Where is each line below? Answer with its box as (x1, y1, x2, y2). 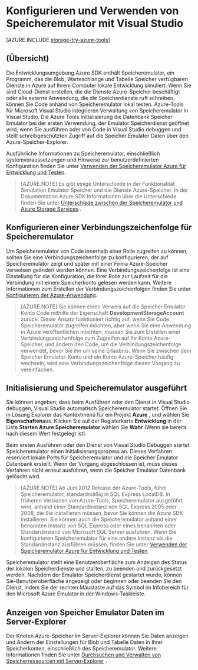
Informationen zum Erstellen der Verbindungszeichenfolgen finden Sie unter (6, 285, 191, 292)
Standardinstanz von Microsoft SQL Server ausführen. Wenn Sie (20, 529, 177, 536)
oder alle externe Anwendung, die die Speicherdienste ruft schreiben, (6, 94, 175, 101)
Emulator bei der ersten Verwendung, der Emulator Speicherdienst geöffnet (6, 120, 190, 127)
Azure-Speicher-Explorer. (6, 138, 69, 146)
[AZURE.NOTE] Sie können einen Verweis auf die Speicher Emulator (20, 303, 186, 310)
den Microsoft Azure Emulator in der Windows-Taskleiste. (6, 590, 146, 597)
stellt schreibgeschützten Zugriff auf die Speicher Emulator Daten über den (6, 132, 189, 139)
